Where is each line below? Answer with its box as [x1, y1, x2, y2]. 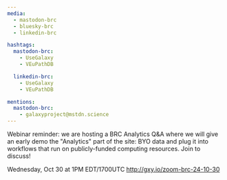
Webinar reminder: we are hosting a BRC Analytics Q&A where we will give [7, 130, 219, 138]
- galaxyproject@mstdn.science [19, 111, 109, 118]
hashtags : [7, 42, 36, 49]
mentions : [7, 98, 36, 105]
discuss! [7, 152, 31, 160]
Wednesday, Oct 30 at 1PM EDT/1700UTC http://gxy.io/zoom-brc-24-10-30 [7, 166, 220, 173]
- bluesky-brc [13, 23, 54, 30]
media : [7, 10, 26, 17]
